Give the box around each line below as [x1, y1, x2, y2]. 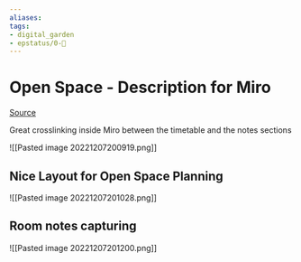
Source [9, 108, 36, 118]
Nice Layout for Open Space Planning [9, 168, 223, 183]
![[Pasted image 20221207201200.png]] [9, 242, 158, 253]
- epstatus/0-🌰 [9, 38, 67, 48]
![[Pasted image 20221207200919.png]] [9, 142, 158, 154]
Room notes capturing [9, 219, 137, 234]
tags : [9, 22, 30, 31]
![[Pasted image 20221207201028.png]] [9, 192, 158, 203]
